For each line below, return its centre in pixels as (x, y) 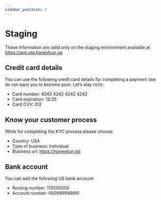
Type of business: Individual (40, 146)
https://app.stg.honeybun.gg (34, 52)
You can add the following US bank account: (50, 178)
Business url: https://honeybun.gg (46, 151)
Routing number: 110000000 (41, 188)
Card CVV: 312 (27, 104)
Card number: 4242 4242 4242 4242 (50, 94)
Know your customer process (51, 120)
